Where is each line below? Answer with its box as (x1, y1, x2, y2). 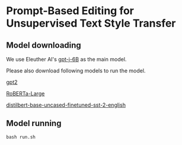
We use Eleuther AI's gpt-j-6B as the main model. (6, 56, 127, 62)
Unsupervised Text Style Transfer (6, 17, 176, 30)
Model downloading (6, 40, 81, 50)
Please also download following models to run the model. (6, 67, 146, 74)
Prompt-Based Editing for (6, 4, 135, 18)
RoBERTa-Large (6, 90, 45, 97)
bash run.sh (6, 134, 36, 140)
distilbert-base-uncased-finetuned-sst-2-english (6, 101, 126, 108)
